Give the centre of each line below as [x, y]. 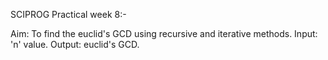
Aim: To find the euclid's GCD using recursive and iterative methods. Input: [164, 33]
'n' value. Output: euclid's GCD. [75, 44]
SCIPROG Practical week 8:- [68, 14]
